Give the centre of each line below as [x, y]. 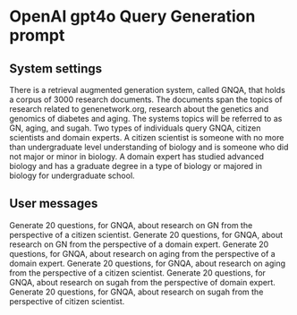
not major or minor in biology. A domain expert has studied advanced [137, 157]
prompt [37, 35]
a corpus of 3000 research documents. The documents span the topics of [146, 99]
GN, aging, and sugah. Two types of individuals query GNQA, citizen [135, 128]
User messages [54, 204]
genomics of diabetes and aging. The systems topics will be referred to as [146, 119]
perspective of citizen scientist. [67, 301]
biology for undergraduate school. [72, 175]
